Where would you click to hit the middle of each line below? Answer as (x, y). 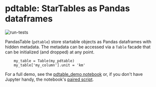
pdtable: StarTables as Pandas (67, 9)
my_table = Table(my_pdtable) (44, 61)
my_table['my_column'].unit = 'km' (50, 65)
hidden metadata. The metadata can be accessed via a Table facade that (78, 47)
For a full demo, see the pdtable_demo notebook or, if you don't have (74, 74)
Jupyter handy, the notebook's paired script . (49, 79)
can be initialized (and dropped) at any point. (50, 52)
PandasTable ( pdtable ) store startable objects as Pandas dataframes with (78, 41)
